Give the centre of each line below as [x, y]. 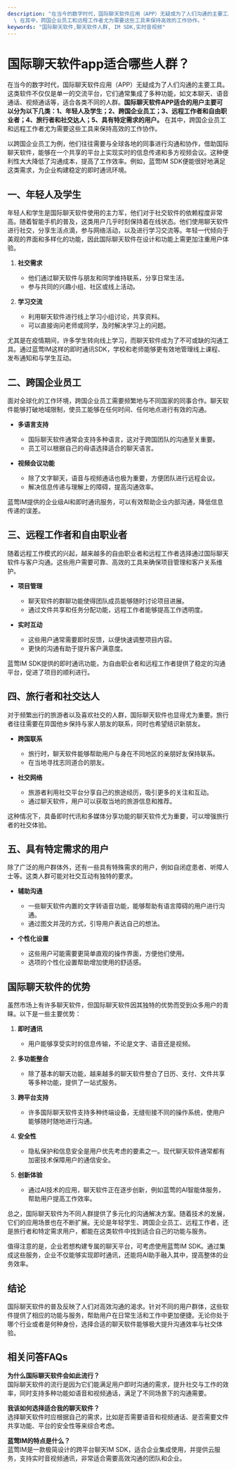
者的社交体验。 [29, 825]
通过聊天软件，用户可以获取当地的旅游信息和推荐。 [102, 801]
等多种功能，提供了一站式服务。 [74, 1082]
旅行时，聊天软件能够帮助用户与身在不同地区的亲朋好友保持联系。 [123, 754]
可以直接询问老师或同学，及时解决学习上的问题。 [99, 325]
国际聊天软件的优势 [49, 987]
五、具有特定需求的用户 [58, 849]
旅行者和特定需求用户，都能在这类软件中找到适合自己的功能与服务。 [112, 1231]
